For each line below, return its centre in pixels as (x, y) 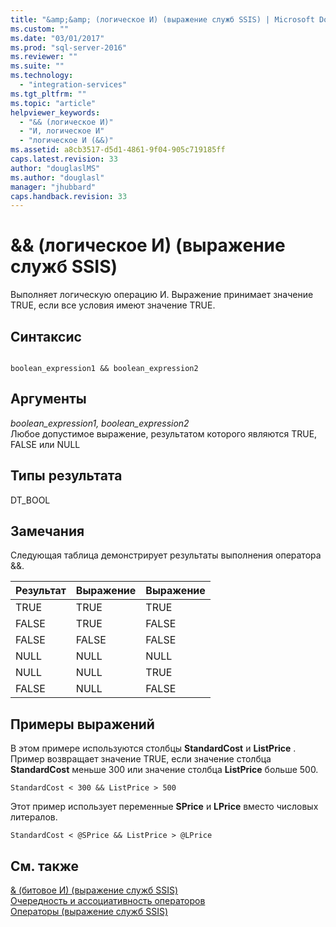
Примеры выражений (82, 724)
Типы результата (66, 476)
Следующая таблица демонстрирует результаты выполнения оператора (166, 555)
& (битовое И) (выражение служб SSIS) (94, 890)
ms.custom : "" (40, 29)
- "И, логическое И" (62, 131)
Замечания (47, 531)
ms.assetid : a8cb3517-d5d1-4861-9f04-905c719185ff (118, 150)
